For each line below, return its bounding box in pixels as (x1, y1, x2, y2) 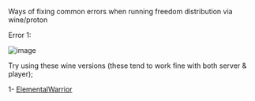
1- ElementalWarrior (8, 84, 73, 94)
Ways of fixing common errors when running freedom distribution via (8, 7, 233, 16)
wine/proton (8, 15, 48, 24)
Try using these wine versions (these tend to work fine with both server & (8, 61, 247, 70)
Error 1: (8, 31, 32, 39)
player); (8, 69, 33, 78)
